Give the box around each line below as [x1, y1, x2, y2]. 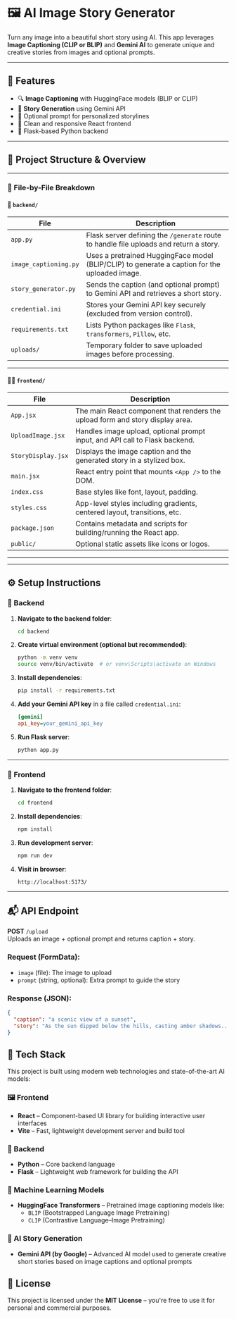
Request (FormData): [7, 952, 81, 962]
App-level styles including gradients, [74, 498, 198, 508]
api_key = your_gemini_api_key [17, 719, 103, 727]
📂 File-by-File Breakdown [7, 183, 96, 193]
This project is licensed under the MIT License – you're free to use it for [7, 1296, 216, 1305]
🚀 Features [7, 75, 55, 87]
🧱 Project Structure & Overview [7, 154, 146, 166]
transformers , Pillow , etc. [86, 328, 171, 338]
